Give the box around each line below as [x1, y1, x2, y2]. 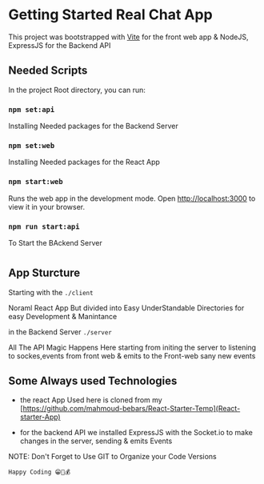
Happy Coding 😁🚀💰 [8, 468, 70, 477]
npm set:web [8, 141, 55, 150]
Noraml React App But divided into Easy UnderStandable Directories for [8, 302, 245, 313]
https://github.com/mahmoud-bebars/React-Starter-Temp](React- [22, 404, 241, 414]
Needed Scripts [8, 64, 88, 78]
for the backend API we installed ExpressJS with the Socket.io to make [19, 428, 254, 438]
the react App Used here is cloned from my [19, 395, 162, 405]
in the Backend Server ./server [8, 326, 112, 337]
